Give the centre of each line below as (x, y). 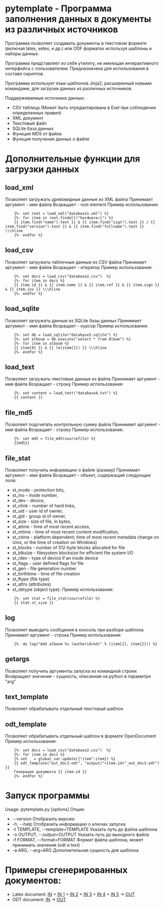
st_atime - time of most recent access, (51, 527)
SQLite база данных (33, 128)
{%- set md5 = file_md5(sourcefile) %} (55, 439)
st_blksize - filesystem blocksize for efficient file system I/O (73, 553)
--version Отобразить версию (43, 819)
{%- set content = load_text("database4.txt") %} (66, 393)
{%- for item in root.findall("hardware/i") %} (64, 218)
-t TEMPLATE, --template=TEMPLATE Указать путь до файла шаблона (85, 829)
